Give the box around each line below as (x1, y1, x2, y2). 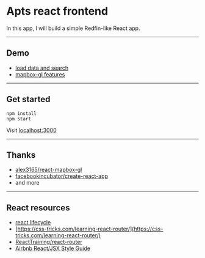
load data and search (15, 64, 69, 72)
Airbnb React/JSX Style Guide (15, 245, 90, 252)
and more (15, 179, 40, 186)
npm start (6, 116, 32, 122)
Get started (6, 94, 51, 105)
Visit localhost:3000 (6, 127, 57, 134)
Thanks (6, 150, 36, 160)
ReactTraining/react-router (15, 238, 82, 246)
